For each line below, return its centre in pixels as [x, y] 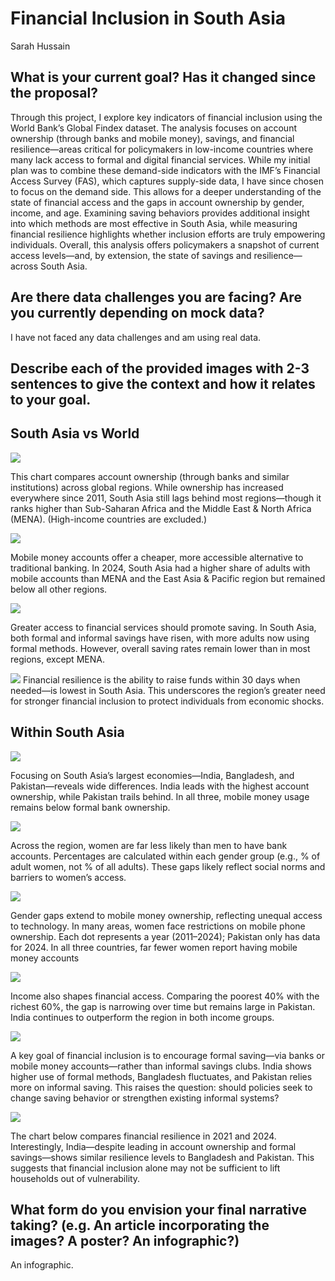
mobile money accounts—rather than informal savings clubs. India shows [161, 1066]
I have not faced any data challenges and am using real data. [136, 337]
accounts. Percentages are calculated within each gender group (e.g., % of [165, 856]
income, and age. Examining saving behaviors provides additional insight [160, 213]
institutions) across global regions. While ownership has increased [147, 487]
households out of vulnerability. [75, 1178]
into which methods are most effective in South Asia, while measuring [154, 223]
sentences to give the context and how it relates [163, 383]
